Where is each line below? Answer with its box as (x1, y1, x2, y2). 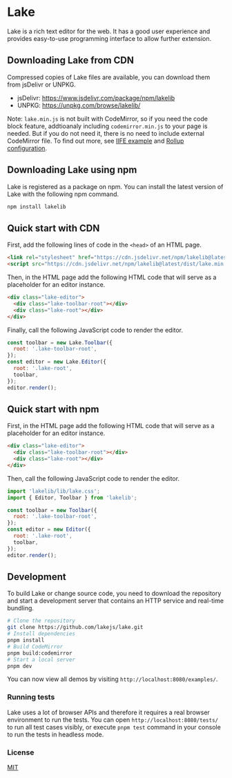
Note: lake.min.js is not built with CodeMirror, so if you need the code (7, 114, 209, 123)
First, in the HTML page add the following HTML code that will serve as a (7, 422, 215, 430)
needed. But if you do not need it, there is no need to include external (7, 129, 205, 137)
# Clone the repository (7, 617, 76, 624)
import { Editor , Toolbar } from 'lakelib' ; (7, 494, 137, 501)
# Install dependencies (7, 630, 76, 637)
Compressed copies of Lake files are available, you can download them (7, 73, 211, 81)
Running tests (7, 692, 55, 702)
